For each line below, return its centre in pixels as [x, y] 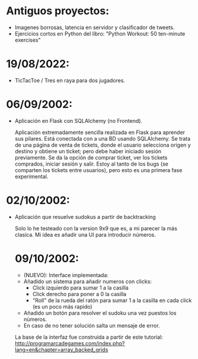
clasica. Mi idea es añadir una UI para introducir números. [85, 234]
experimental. [31, 176]
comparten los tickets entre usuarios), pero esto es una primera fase [98, 170]
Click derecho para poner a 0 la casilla [79, 294]
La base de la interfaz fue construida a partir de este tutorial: [89, 337]
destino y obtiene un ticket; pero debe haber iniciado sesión [88, 151]
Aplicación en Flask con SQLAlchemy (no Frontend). [79, 120]
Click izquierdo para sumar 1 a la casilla [80, 287]
